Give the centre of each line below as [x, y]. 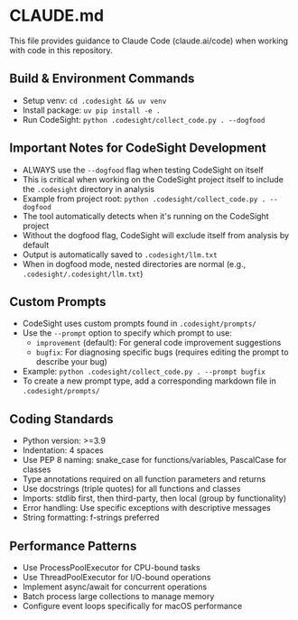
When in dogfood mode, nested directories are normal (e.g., [134, 264]
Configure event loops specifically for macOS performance [132, 606]
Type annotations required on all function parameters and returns [144, 479]
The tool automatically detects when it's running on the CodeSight [145, 216]
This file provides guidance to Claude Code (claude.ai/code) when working [149, 41]
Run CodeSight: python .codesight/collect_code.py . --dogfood [144, 119]
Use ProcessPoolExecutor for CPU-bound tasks [111, 568]
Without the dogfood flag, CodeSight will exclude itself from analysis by [156, 235]
